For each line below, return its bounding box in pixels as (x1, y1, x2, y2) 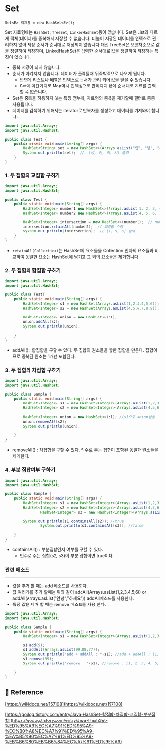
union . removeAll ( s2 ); (23, 419, 67, 424)
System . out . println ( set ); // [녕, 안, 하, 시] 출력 (23, 150, 129, 155)
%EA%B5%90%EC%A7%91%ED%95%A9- (5, 733, 94, 740)
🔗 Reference (5, 688, 43, 696)
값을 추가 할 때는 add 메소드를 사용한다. (12, 583, 88, 589)
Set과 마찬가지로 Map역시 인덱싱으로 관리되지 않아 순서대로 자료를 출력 (19, 83, 156, 88)
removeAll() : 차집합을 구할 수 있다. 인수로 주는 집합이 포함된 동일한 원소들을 (12, 447, 159, 453)
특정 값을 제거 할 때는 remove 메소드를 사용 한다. (12, 602, 106, 607)
